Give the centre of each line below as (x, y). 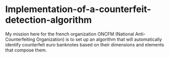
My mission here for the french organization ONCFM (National (70, 34)
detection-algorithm (49, 20)
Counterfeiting (20, 39)
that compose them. (26, 50)
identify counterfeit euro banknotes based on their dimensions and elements (85, 44)
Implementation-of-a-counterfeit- (78, 9)
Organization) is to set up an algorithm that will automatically (99, 39)
